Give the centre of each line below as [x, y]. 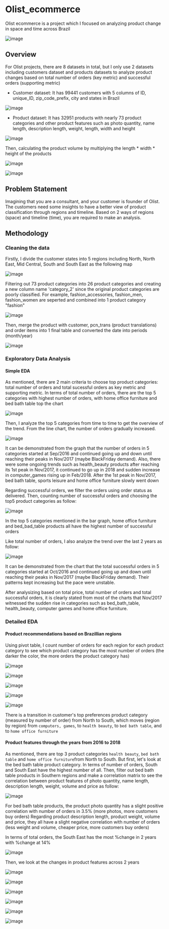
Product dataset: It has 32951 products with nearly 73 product [77, 118]
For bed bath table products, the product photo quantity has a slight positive [84, 806]
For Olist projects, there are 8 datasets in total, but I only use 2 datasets [79, 66]
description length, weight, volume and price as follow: [62, 786]
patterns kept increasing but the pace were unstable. [60, 583]
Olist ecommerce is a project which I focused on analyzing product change [83, 23]
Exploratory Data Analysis [38, 359]
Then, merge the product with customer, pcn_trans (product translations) [81, 325]
